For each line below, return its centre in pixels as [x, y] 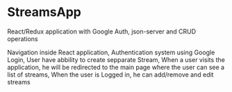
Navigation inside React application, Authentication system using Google [111, 52]
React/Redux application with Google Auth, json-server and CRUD [102, 31]
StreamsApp [44, 12]
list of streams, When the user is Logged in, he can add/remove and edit [110, 75]
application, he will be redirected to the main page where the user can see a [116, 67]
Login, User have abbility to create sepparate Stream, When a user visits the [116, 59]
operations [23, 38]
